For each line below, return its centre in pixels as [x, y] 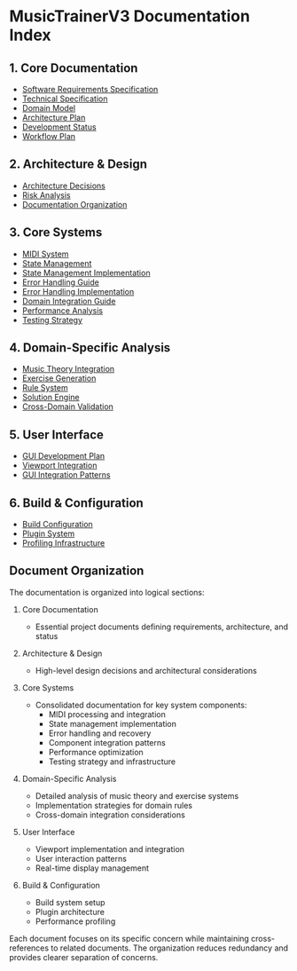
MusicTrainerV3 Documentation [130, 16]
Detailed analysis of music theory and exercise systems [137, 795]
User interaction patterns [81, 858]
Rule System [45, 388]
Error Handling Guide [60, 282]
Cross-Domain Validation [67, 407]
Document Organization [77, 571]
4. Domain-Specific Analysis [90, 348]
